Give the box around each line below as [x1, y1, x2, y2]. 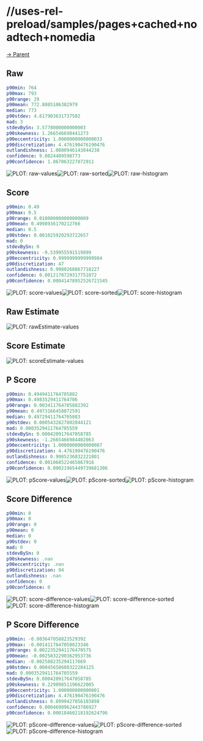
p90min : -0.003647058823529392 [6, 636, 86, 642]
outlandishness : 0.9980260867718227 [6, 267, 100, 273]
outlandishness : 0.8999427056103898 [6, 699, 100, 705]
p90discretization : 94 [6, 567, 64, 574]
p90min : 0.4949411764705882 [6, 391, 78, 397]
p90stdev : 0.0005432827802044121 [6, 419, 92, 425]
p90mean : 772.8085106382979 [6, 102, 78, 108]
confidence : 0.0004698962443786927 [6, 704, 97, 710]
